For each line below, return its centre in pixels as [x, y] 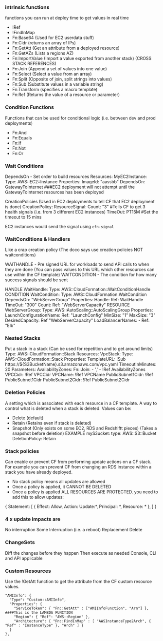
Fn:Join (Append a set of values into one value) [59, 69]
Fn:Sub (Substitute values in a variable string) [58, 84]
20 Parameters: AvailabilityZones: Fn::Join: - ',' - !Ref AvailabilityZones [75, 369]
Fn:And [19, 133]
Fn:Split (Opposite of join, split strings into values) [62, 79]
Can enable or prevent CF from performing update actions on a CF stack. [78, 462]
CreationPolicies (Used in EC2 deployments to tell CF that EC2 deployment [80, 201]
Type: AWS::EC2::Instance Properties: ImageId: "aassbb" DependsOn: [75, 181]
